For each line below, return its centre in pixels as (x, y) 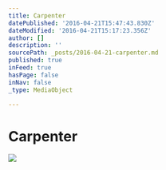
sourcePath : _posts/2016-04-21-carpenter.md (83, 53)
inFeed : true (30, 68)
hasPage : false (34, 75)
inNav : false (30, 82)
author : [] (26, 38)
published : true (35, 61)
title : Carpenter (37, 16)
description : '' (35, 45)
